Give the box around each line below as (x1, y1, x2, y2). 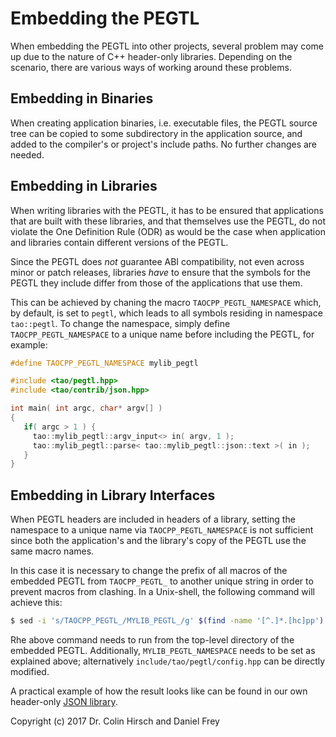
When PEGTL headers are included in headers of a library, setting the (10, 513, 296, 526)
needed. (10, 148, 45, 161)
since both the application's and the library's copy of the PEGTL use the (10, 535, 307, 547)
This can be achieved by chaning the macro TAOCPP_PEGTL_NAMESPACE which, (10, 296, 322, 308)
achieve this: (10, 597, 63, 609)
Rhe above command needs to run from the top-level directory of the (10, 634, 295, 646)
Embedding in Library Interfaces (10, 487, 216, 504)
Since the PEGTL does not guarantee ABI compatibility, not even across (10, 255, 305, 267)
